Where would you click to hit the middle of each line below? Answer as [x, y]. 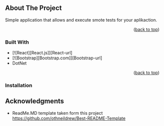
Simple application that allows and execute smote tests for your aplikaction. [81, 20]
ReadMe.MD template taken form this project [57, 113]
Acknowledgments [35, 101]
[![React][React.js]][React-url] [42, 53]
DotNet [19, 63]
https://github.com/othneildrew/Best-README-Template [69, 118]
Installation [19, 85]
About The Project [34, 8]
